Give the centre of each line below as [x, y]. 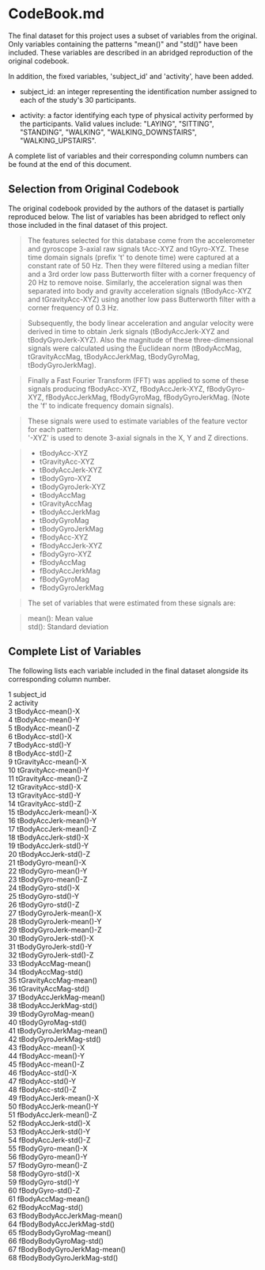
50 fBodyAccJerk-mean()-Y [53, 1106]
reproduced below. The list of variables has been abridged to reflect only [127, 216]
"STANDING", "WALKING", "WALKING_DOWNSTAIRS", [108, 132]
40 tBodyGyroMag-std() [47, 1022]
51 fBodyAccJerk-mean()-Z [53, 1115]
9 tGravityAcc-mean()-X [47, 761]
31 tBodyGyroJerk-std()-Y [50, 946]
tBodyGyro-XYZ [65, 478]
